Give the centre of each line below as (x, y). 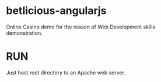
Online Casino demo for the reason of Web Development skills (81, 27)
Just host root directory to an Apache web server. (66, 72)
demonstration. (24, 33)
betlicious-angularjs (56, 11)
